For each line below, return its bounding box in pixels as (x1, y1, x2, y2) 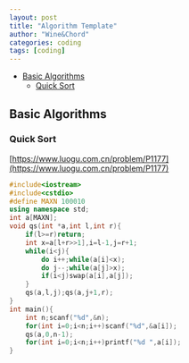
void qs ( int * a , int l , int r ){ (9, 222, 122, 231)
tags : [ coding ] (9, 46, 66, 55)
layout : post (9, 13, 58, 22)
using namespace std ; (9, 205, 90, 215)
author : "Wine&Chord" (9, 30, 90, 38)
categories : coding (9, 38, 82, 47)
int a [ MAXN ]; (9, 214, 58, 223)
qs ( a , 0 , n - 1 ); (25, 330, 74, 339)
